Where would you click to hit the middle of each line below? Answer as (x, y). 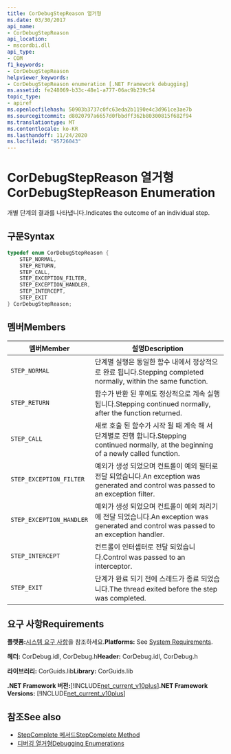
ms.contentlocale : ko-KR (43, 129)
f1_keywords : (26, 65)
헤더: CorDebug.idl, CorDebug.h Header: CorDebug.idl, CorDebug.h (102, 657)
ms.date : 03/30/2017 (37, 20)
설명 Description (157, 348)
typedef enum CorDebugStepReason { (58, 253)
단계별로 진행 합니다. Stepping (141, 436)
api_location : (27, 39)
